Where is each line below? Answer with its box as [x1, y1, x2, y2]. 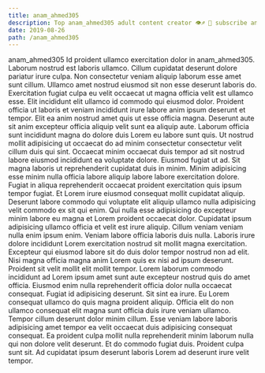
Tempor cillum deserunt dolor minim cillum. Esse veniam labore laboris [8, 314, 238, 323]
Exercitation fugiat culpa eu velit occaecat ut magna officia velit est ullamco [8, 88, 254, 98]
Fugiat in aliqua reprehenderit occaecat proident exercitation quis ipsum [8, 180, 242, 190]
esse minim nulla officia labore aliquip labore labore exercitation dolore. [8, 172, 240, 182]
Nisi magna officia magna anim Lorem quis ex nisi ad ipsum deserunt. [8, 256, 234, 265]
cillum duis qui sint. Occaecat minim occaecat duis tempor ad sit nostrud [8, 147, 244, 157]
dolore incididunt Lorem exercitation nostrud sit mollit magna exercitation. [8, 239, 248, 249]
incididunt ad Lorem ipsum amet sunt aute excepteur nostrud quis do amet [8, 272, 251, 282]
